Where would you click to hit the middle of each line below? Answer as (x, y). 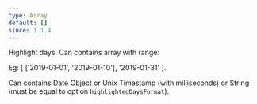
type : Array (28, 15)
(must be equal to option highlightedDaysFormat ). (89, 91)
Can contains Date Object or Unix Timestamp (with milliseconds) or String (129, 83)
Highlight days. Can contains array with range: (84, 53)
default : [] (28, 23)
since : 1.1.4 (30, 30)
